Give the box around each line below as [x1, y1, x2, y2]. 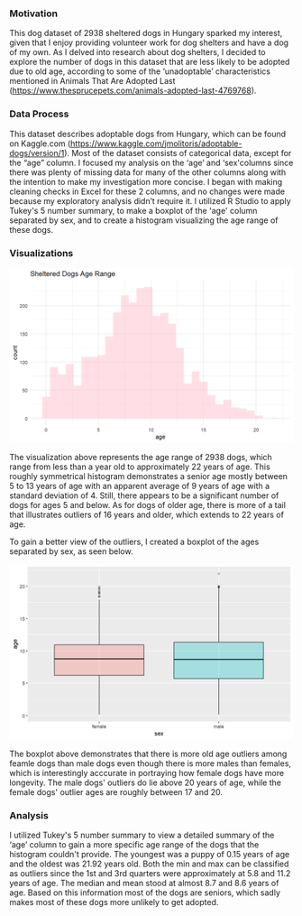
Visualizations [9, 246, 74, 259]
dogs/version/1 [9, 147, 65, 158]
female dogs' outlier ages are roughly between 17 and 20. [9, 787, 224, 798]
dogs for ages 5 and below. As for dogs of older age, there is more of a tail [9, 500, 287, 511]
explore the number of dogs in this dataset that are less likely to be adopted [9, 57, 290, 68]
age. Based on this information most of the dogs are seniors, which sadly [9, 887, 281, 898]
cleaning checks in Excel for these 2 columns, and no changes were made [9, 186, 286, 197]
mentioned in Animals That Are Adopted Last [9, 76, 176, 87]
